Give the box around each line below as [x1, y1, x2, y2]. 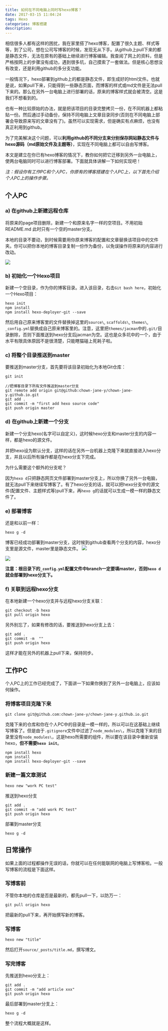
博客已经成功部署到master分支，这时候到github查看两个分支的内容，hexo [5, 539, 156, 545]
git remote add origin [5, 388, 52, 393]
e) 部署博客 [5, 507, 32, 514]
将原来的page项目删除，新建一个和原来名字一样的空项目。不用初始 [5, 220, 143, 226]
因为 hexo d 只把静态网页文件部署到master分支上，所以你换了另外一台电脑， [5, 475, 160, 481]
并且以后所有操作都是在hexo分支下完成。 [13, 454, 98, 460]
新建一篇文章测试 [5, 771, 46, 778]
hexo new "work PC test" [5, 783, 57, 788]
